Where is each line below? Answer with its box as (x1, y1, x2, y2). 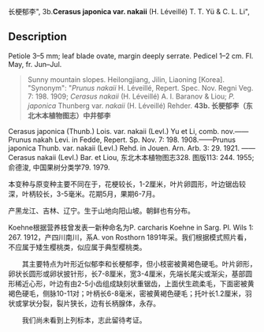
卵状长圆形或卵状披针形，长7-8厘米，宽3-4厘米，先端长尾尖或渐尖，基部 (8, 269, 246, 278)
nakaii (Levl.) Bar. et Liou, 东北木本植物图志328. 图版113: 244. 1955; (36, 152, 255, 162)
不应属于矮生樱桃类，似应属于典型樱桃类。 (8, 242, 147, 252)
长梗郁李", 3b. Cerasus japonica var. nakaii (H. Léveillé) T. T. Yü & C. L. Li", (8, 7, 250, 16)
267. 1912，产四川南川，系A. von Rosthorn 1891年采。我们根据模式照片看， (8, 232, 251, 242)
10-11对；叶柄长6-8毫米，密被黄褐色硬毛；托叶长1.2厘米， (56, 289, 246, 298)
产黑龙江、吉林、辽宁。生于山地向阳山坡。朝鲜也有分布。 (8, 206, 195, 215)
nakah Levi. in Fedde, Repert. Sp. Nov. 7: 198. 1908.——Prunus (32, 135, 236, 144)
